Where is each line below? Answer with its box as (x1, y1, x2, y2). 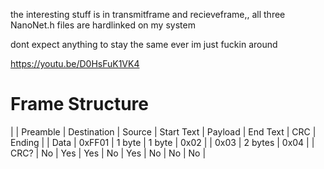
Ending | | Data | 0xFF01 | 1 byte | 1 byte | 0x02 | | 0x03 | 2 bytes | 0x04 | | (10, 136, 315, 148)
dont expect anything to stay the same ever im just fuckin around (10, 39, 278, 50)
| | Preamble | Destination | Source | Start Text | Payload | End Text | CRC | (10, 125, 317, 138)
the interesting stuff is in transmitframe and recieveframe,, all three (10, 9, 286, 20)
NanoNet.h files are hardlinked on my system (10, 19, 196, 31)
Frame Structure (10, 93, 150, 116)
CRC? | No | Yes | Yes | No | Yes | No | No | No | (10, 147, 207, 159)
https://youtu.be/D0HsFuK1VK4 (10, 58, 140, 69)
